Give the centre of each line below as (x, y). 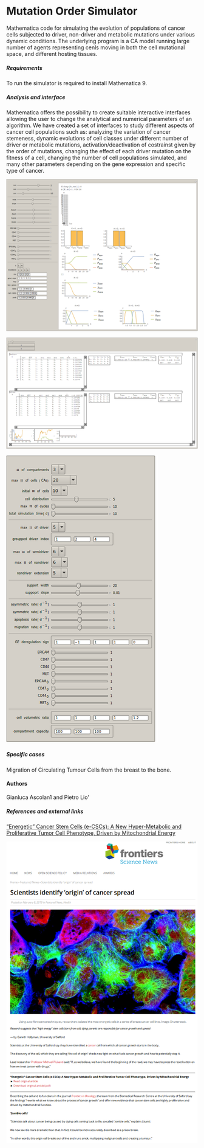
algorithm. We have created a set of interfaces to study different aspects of (100, 125)
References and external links (45, 811)
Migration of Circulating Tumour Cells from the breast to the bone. (89, 770)
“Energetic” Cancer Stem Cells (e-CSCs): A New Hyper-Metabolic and (94, 827)
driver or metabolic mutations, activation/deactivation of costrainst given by (101, 145)
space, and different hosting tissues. (52, 54)
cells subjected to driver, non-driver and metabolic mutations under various (101, 34)
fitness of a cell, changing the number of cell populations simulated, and (97, 157)
